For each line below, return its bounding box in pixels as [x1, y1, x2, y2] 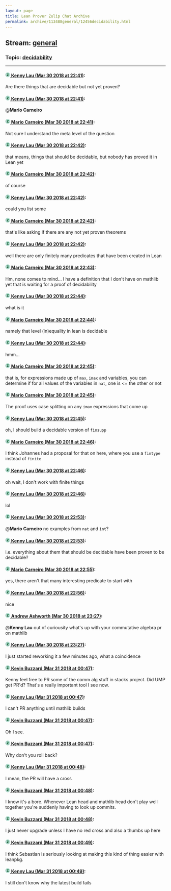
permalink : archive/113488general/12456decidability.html [5, 19, 131, 24]
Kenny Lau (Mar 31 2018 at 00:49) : [11, 868, 86, 875]
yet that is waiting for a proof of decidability [5, 281, 97, 287]
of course [5, 183, 26, 189]
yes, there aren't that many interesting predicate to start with [5, 578, 132, 584]
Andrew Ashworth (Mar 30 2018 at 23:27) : [11, 613, 103, 620]
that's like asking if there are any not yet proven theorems [5, 229, 126, 235]
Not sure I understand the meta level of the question [5, 130, 115, 136]
